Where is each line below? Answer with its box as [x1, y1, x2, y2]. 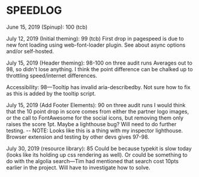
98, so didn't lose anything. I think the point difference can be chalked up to [6, 65, 193, 72]
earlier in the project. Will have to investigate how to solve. [6, 164, 150, 171]
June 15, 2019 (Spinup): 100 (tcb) [6, 23, 88, 30]
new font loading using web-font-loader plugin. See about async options [6, 41, 186, 48]
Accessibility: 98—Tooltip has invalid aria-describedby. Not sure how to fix [6, 83, 191, 90]
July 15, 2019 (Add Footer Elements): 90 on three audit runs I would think [6, 101, 186, 108]
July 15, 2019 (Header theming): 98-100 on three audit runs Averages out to [6, 59, 193, 66]
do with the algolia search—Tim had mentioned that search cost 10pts [6, 157, 179, 164]
